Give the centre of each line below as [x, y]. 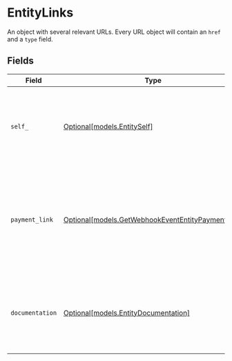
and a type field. [30, 39]
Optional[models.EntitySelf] [108, 126]
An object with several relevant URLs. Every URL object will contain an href [114, 32]
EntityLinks [40, 13]
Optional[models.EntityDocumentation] [127, 313]
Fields [21, 61]
